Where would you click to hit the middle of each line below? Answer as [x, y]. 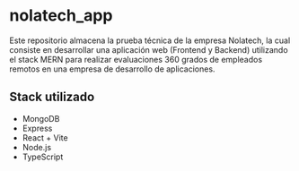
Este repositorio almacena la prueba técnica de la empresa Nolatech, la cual [150, 40]
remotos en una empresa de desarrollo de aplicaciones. [112, 69]
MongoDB [41, 118]
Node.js [37, 147]
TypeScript [43, 157]
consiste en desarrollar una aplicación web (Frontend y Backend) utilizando [149, 49]
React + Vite [45, 137]
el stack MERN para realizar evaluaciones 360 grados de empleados [136, 59]
